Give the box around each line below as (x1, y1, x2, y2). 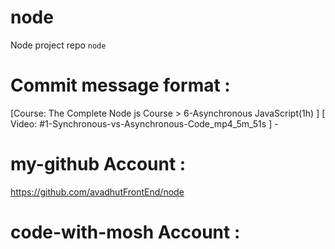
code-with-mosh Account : (10, 221, 241, 243)
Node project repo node (10, 39, 107, 51)
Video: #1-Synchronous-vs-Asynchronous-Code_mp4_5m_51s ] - (10, 117, 279, 130)
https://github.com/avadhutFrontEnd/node (10, 186, 185, 198)
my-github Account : (10, 153, 187, 176)
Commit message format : (10, 74, 231, 97)
